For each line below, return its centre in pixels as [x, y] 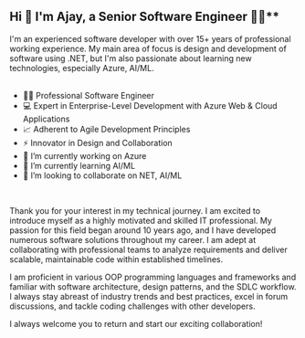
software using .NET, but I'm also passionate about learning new [131, 58]
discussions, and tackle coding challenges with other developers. [132, 306]
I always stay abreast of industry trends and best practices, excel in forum [149, 296]
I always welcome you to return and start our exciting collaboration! [136, 323]
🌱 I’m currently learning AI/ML [79, 165]
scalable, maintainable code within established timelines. [116, 259]
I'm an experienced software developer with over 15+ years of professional [150, 38]
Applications [46, 119]
